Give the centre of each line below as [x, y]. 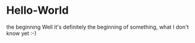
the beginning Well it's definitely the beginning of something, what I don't [97, 27]
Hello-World [38, 10]
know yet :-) [21, 33]
